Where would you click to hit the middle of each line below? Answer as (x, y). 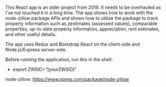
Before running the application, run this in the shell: (59, 60)
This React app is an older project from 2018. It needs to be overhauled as (83, 7)
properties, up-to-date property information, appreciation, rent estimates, (82, 29)
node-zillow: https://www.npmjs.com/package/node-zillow (67, 79)
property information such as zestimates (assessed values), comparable (81, 23)
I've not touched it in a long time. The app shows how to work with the (79, 13)
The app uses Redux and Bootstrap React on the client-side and (73, 44)
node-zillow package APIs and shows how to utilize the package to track (82, 18)
